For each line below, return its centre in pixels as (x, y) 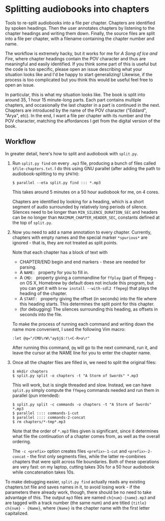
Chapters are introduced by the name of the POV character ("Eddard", (76, 110)
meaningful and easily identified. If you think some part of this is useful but (81, 64)
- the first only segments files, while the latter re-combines (86, 456)
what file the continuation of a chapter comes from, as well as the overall (86, 436)
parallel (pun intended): (36, 395)
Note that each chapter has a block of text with (60, 252)
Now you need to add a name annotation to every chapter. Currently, (82, 232)
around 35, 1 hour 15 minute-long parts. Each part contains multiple (73, 99)
